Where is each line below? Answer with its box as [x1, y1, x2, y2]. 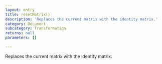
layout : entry [5, 7, 35, 12]
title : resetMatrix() [5, 12, 51, 17]
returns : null [5, 30, 35, 35]
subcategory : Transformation [5, 26, 66, 31]
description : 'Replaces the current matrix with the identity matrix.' [5, 16, 158, 21]
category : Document [5, 21, 46, 26]
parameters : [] [5, 35, 37, 40]
